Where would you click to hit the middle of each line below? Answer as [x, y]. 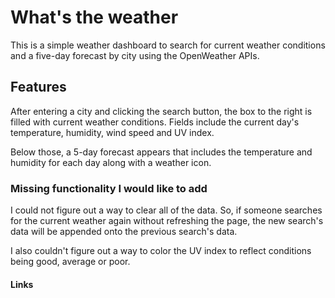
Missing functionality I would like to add [109, 188]
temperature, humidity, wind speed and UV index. [112, 132]
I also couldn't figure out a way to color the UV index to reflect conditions [161, 251]
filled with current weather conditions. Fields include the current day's [155, 122]
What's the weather [94, 17]
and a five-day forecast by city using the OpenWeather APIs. [135, 55]
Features [38, 87]
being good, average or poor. [70, 262]
